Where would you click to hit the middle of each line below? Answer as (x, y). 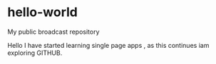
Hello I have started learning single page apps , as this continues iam (108, 45)
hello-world (43, 12)
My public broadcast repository (53, 32)
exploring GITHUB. (35, 53)
